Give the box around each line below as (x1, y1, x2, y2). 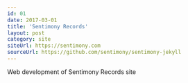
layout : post (7, 29, 45, 37)
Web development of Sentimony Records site (7, 67, 137, 76)
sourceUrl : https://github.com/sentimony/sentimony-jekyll (7, 49, 182, 56)
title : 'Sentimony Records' (7, 23, 89, 30)
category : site (7, 36, 51, 43)
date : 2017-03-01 (7, 17, 58, 24)
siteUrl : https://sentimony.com (7, 42, 101, 49)
